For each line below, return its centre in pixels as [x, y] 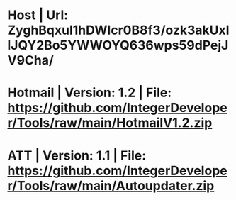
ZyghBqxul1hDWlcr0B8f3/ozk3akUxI [118, 30]
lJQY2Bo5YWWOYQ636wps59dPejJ [118, 45]
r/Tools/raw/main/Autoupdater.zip [111, 185]
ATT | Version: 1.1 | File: [77, 155]
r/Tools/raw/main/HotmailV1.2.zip [110, 123]
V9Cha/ [31, 61]
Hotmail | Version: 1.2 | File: [90, 93]
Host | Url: [38, 15]
